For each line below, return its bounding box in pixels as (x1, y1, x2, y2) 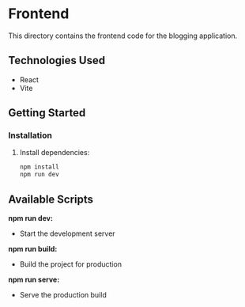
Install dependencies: (19, 148, 90, 157)
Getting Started (8, 106, 86, 119)
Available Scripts (8, 192, 93, 206)
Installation (8, 130, 53, 141)
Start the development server (19, 229, 116, 238)
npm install (19, 163, 59, 171)
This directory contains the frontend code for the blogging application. (8, 31, 238, 40)
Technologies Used (8, 54, 105, 67)
